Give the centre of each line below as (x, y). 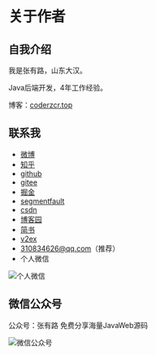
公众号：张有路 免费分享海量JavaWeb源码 (78, 325)
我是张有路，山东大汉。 (48, 70)
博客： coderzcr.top (41, 105)
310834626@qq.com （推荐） (70, 248)
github (31, 173)
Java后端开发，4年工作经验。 (58, 88)
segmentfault (42, 201)
